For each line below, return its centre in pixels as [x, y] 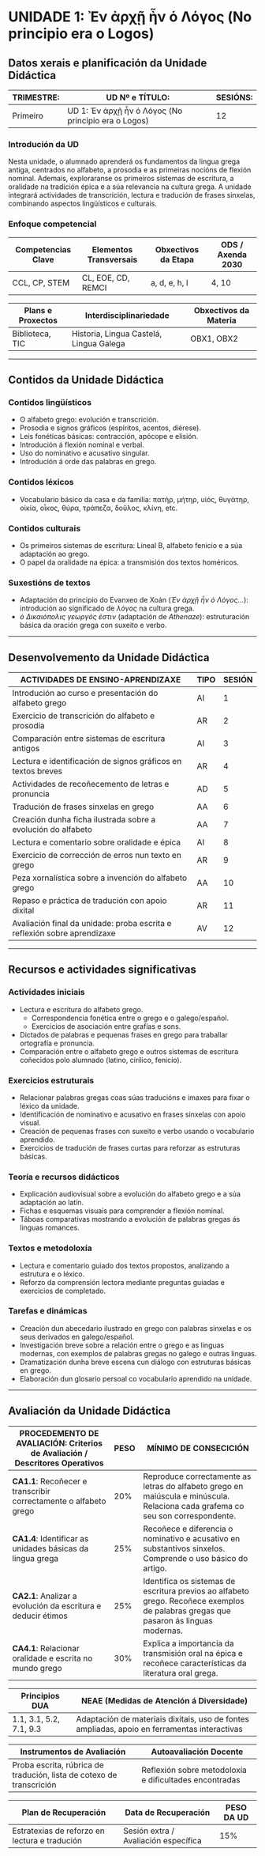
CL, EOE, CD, [106, 278]
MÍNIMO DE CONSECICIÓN [198, 1448]
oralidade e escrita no [52, 1658]
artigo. [155, 1568]
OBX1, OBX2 [215, 338]
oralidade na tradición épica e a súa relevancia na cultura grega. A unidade [130, 187]
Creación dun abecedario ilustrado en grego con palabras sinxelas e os [136, 1328]
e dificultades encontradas [191, 1779]
